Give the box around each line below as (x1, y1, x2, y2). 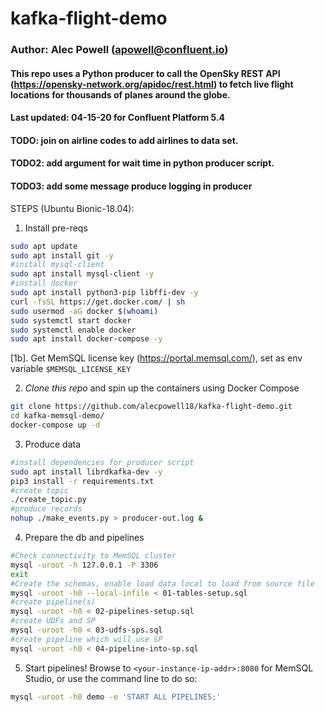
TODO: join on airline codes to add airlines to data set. (10, 134, 239, 146)
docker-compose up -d (10, 420, 101, 431)
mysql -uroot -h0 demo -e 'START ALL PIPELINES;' (10, 692, 222, 702)
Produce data (24, 438, 82, 450)
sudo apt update (10, 241, 78, 251)
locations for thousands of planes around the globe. (10, 88, 231, 101)
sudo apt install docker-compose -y (10, 334, 163, 344)
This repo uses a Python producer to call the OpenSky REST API (10, 67, 281, 79)
